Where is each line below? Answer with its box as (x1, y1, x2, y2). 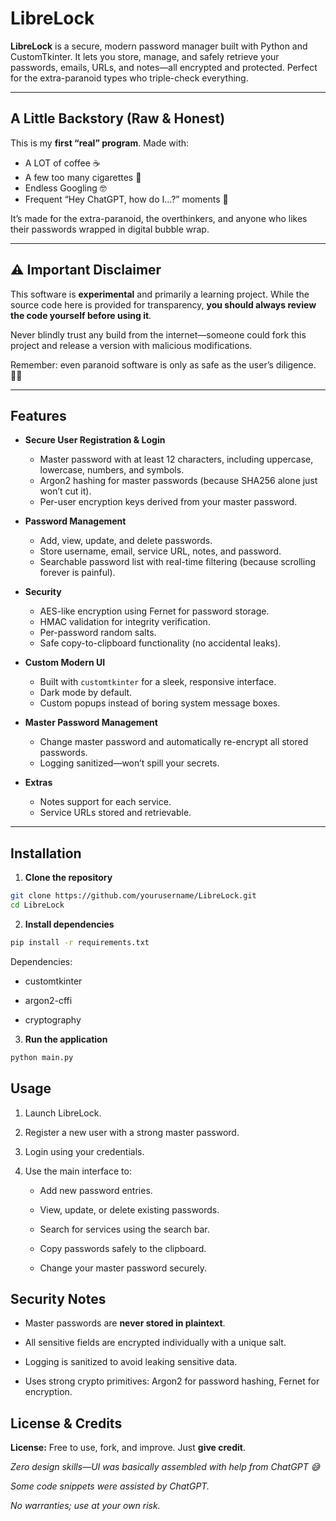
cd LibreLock (10, 900, 65, 911)
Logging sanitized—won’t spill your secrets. (39, 757, 220, 769)
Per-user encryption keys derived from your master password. (39, 496, 298, 508)
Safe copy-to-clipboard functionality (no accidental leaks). (39, 637, 282, 649)
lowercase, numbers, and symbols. (39, 464, 185, 476)
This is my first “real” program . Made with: (10, 137, 190, 149)
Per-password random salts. (39, 627, 157, 639)
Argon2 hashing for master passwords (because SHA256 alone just (39, 475, 318, 487)
